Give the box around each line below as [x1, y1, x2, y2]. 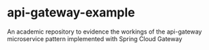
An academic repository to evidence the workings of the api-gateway [7, 27, 202, 36]
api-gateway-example [7, 5, 135, 21]
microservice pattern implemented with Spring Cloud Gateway [7, 34, 182, 42]
